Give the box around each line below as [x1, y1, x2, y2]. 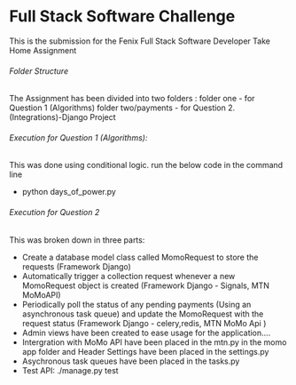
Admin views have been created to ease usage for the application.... [21, 327, 271, 338]
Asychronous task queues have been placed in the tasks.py [21, 356, 240, 366]
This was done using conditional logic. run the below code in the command [9, 160, 284, 171]
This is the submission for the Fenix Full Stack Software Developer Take [9, 36, 270, 46]
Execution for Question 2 [9, 206, 100, 217]
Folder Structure [9, 65, 69, 76]
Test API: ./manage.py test [21, 365, 119, 375]
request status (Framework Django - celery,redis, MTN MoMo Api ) [21, 317, 267, 328]
